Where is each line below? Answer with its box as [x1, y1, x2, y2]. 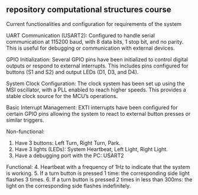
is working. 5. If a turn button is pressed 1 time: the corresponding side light [6, 170, 190, 177]
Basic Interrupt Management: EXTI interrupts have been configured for [6, 103, 178, 111]
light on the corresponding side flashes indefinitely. [6, 182, 131, 189]
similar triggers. [6, 116, 44, 123]
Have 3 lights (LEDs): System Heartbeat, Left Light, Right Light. [14, 145, 168, 152]
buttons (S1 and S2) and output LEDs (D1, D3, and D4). [6, 68, 139, 76]
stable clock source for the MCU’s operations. [6, 92, 118, 99]
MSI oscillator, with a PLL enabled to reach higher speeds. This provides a [6, 86, 186, 93]
